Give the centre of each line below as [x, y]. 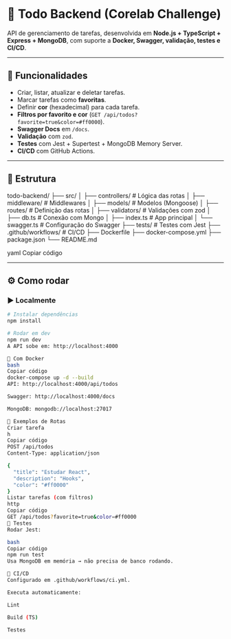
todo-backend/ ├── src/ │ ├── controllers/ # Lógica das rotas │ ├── [106, 195]
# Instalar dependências [43, 315]
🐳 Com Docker [26, 358]
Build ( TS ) [23, 617]
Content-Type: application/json [53, 453]
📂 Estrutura [32, 179]
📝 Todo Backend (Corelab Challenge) [114, 14]
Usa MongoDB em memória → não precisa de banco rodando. [90, 561]
